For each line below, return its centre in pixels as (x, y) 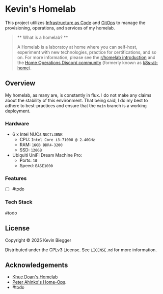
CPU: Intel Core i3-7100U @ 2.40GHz (57, 140)
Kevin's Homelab (41, 9)
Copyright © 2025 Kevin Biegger (38, 240)
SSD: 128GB (31, 150)
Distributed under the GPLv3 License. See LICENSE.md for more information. (81, 250)
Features (16, 178)
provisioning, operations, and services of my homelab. (60, 28)
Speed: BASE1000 (36, 166)
